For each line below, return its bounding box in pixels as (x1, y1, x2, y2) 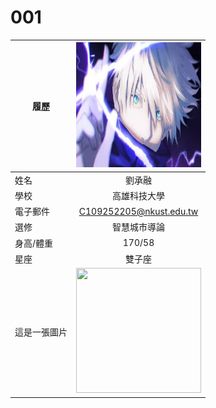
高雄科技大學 (112, 189, 165, 201)
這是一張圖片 (14, 326, 68, 338)
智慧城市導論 (112, 221, 165, 233)
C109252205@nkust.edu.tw (78, 205, 199, 217)
